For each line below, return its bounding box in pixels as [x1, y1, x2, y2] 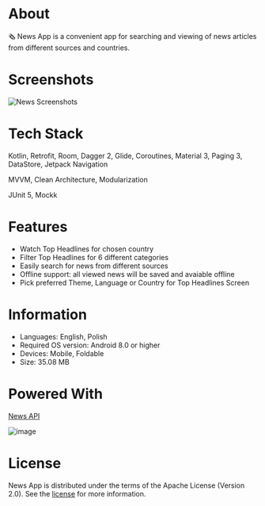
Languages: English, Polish [19, 332, 108, 341]
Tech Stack [8, 125, 84, 143]
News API [8, 411, 40, 420]
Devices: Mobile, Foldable [19, 348, 104, 358]
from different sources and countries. [8, 43, 131, 52]
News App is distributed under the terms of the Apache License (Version [8, 481, 245, 490]
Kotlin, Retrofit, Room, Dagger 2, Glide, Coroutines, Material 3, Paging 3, [8, 151, 243, 160]
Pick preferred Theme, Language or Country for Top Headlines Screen [19, 278, 250, 287]
